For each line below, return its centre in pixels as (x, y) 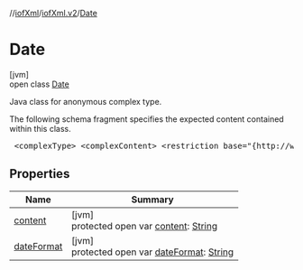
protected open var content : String (145, 226)
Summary (152, 200)
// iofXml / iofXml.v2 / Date (53, 13)
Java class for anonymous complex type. (86, 101)
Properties (40, 174)
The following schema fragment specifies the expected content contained (147, 119)
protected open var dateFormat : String (153, 252)
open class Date (39, 84)
